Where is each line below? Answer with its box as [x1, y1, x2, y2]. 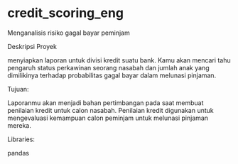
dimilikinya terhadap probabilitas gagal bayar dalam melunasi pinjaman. [7, 71, 217, 80]
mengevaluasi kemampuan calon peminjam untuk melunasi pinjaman [7, 114, 208, 122]
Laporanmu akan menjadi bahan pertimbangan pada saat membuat [7, 98, 204, 107]
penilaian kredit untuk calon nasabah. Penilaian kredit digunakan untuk [7, 106, 215, 114]
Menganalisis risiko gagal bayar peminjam [7, 28, 130, 37]
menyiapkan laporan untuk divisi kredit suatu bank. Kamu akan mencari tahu [7, 55, 231, 65]
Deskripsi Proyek [7, 42, 57, 50]
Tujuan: [7, 84, 30, 93]
